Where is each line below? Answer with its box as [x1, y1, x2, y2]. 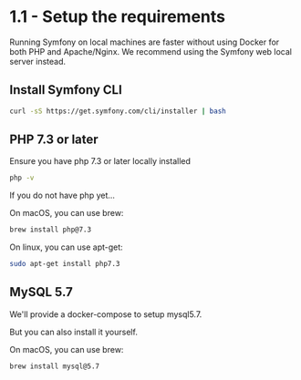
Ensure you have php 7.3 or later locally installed [9, 156, 192, 167]
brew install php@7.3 [9, 225, 92, 234]
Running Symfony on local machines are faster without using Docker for [9, 36, 280, 47]
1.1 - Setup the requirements [9, 6, 226, 27]
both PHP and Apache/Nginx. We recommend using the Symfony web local [9, 46, 293, 56]
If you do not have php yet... [9, 190, 116, 201]
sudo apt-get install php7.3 [9, 260, 120, 269]
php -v [9, 173, 35, 183]
